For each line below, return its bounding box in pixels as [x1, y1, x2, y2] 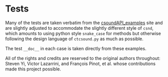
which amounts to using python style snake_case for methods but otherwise [5, 30, 161, 36]
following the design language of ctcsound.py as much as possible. [5, 36, 144, 42]
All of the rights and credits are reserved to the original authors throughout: [5, 55, 160, 61]
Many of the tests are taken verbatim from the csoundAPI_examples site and [5, 20, 163, 26]
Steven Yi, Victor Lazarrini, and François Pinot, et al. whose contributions [5, 60, 156, 66]
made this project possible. [5, 66, 61, 72]
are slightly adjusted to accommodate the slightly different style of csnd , [5, 25, 154, 31]
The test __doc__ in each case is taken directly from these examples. [5, 45, 146, 51]
